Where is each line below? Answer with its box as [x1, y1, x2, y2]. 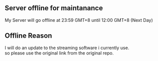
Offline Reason [5, 32, 52, 40]
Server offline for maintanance [5, 4, 103, 12]
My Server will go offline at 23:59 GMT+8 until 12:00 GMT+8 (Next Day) [5, 17, 153, 23]
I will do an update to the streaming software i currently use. [5, 45, 129, 51]
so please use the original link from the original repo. [5, 50, 114, 56]
